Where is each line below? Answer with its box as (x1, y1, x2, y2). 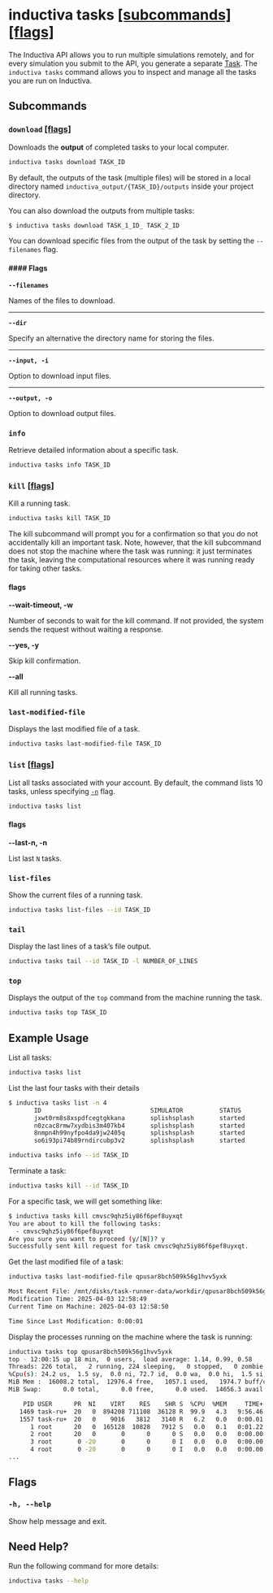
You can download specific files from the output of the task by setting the (8, 236, 254, 245)
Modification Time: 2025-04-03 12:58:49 (8, 1295, 148, 1303)
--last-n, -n (8, 837, 47, 847)
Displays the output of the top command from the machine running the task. (8, 993, 262, 1003)
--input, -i (8, 356, 49, 365)
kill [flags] (8, 480, 54, 491)
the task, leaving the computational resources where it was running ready (8, 554, 255, 564)
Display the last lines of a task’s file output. (8, 941, 152, 952)
